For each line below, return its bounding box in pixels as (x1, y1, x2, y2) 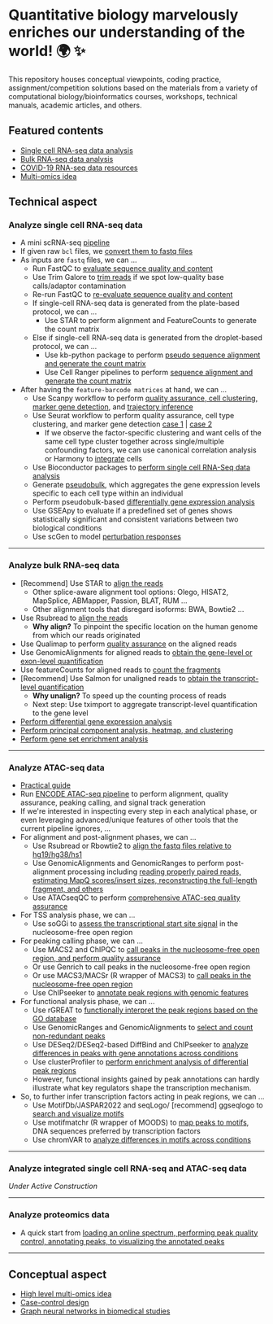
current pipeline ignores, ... (19, 824, 111, 833)
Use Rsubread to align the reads (19, 613, 128, 623)
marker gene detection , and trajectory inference (32, 402, 193, 412)
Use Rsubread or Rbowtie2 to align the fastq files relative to (32, 841, 232, 851)
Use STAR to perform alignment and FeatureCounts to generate (44, 316, 258, 326)
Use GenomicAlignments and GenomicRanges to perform (32, 859, 225, 868)
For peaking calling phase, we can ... (19, 936, 144, 946)
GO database (32, 1014, 77, 1024)
